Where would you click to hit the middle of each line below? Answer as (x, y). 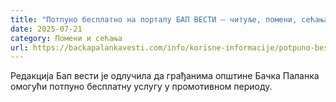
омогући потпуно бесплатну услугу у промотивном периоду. (141, 87)
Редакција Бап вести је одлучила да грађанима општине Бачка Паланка (165, 76)
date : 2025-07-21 (46, 29)
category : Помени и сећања (66, 38)
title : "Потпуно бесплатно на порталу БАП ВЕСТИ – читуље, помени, (154, 19)
